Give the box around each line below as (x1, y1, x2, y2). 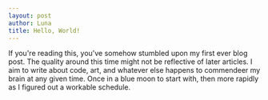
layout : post (8, 11, 52, 20)
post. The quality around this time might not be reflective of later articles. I (8, 57, 253, 66)
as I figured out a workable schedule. (8, 82, 130, 92)
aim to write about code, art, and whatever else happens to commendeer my (8, 66, 261, 75)
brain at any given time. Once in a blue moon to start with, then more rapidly (8, 74, 259, 84)
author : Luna (8, 19, 52, 27)
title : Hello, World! (8, 26, 81, 34)
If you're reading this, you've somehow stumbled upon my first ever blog (8, 49, 248, 58)
